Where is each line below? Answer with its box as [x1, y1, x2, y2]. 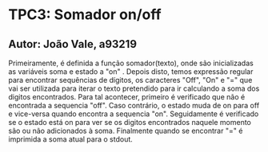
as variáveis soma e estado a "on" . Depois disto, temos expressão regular [8, 67, 254, 76]
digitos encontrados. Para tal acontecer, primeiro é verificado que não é [8, 92, 246, 101]
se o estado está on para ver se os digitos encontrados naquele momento [8, 118, 252, 127]
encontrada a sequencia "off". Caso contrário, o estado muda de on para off [8, 101, 260, 110]
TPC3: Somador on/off [8, 6, 162, 24]
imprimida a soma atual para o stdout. [8, 134, 134, 144]
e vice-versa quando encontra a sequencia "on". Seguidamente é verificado [8, 109, 259, 119]
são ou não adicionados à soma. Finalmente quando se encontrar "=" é [8, 126, 243, 135]
